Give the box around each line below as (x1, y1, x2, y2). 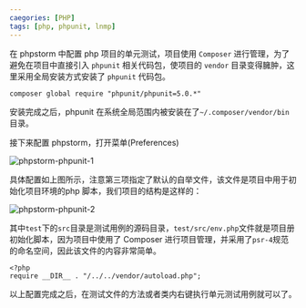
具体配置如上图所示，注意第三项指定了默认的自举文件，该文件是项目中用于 (9, 174, 289, 185)
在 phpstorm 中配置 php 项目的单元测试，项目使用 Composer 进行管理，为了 (9, 47, 290, 59)
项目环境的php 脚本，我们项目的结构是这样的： (25, 185, 202, 196)
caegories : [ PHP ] (9, 13, 76, 23)
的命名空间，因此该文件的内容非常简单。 (9, 245, 161, 256)
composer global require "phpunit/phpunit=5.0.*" (9, 88, 202, 98)
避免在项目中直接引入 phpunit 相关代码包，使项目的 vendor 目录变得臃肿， (9, 59, 287, 70)
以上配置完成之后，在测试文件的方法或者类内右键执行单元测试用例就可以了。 (9, 288, 297, 299)
